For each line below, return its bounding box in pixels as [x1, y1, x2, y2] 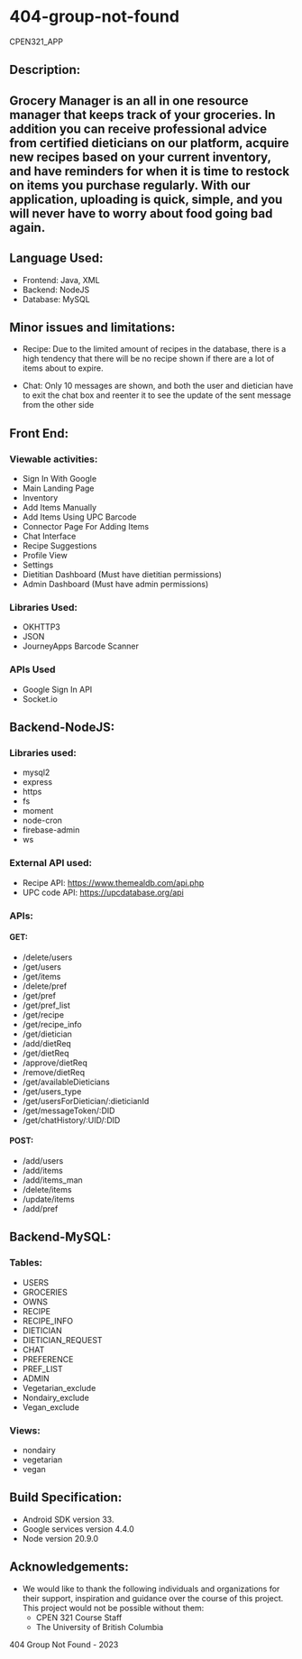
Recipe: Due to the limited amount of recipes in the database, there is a [22, 344, 287, 355]
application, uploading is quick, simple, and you [9, 191, 283, 207]
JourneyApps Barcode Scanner [22, 641, 140, 651]
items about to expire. [22, 363, 104, 373]
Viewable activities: [9, 453, 98, 465]
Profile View [22, 550, 68, 561]
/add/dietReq [22, 1037, 72, 1048]
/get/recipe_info [22, 1018, 83, 1029]
